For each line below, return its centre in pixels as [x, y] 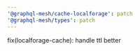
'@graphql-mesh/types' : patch [51, 20]
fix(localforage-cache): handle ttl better [64, 40]
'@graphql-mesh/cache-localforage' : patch [70, 14]
